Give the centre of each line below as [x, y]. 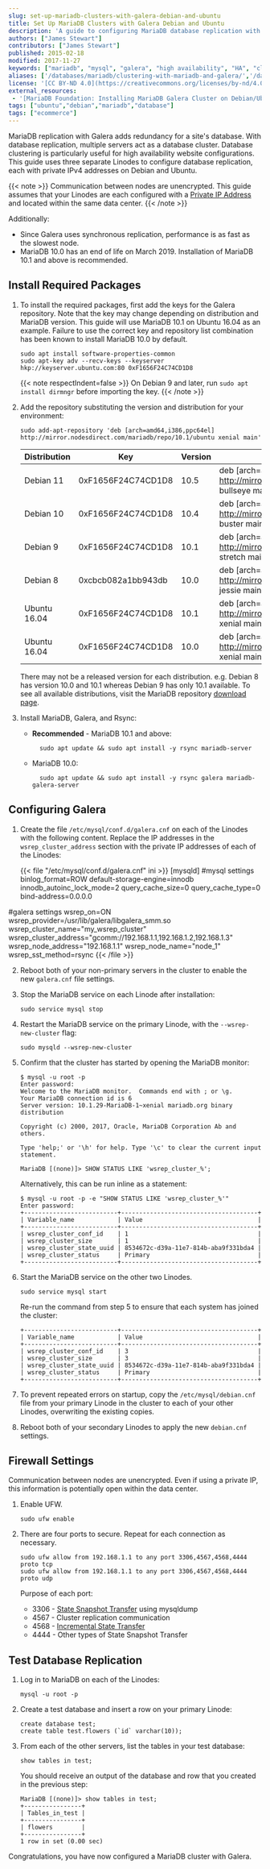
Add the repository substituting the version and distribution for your [131, 407]
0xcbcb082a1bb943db [123, 579]
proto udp [37, 1579]
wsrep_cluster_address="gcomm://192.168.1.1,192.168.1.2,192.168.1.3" [121, 937]
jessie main [240, 590]
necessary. [38, 1543]
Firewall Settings [51, 1461]
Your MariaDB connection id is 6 [76, 1098]
